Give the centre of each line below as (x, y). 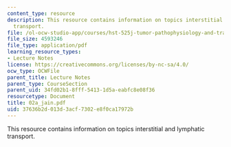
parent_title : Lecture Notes (49, 77)
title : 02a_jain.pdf (37, 103)
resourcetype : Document (41, 97)
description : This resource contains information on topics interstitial (115, 20)
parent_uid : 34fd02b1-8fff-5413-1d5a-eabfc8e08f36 (81, 90)
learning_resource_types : (44, 52)
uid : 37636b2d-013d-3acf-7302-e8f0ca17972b (70, 109)
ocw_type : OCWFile (33, 71)
